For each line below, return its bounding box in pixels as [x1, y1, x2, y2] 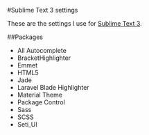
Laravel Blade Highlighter [17, 84, 89, 91]
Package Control [17, 98, 66, 106]
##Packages [7, 33, 44, 41]
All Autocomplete [17, 47, 67, 54]
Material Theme [17, 90, 62, 99]
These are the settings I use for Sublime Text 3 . [7, 19, 142, 27]
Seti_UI [17, 120, 37, 128]
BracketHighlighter [17, 54, 71, 62]
